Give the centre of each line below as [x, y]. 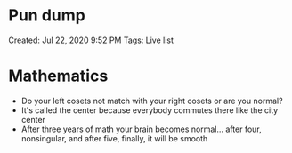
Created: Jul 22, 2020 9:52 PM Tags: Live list [91, 40]
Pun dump [47, 16]
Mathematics [58, 76]
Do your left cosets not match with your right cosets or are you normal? [152, 101]
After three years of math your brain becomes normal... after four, [141, 129]
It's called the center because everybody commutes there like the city [150, 110]
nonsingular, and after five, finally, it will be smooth [114, 138]
